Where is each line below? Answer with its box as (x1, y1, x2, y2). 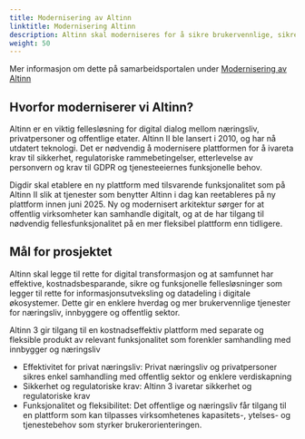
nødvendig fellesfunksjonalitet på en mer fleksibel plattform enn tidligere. (9, 219, 283, 229)
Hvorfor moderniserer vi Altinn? (9, 99, 194, 114)
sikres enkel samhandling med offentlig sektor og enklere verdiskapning (22, 371, 292, 382)
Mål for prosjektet (9, 244, 113, 259)
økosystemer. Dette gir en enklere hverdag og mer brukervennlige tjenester (9, 297, 291, 308)
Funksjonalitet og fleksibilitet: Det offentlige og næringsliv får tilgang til (22, 400, 287, 411)
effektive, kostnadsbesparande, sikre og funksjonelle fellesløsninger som (9, 278, 283, 288)
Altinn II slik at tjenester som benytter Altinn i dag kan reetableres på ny (9, 190, 277, 200)
